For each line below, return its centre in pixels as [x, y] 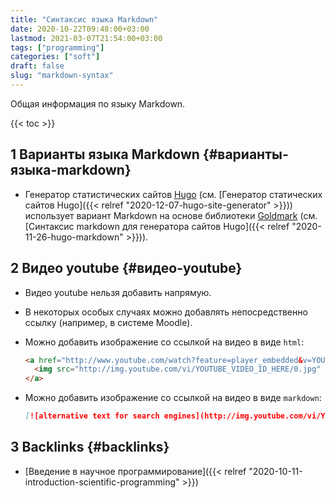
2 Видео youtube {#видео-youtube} [126, 268]
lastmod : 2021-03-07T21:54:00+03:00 [86, 38]
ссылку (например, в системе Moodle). [108, 322]
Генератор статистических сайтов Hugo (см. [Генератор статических [173, 194]
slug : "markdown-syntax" [62, 76]
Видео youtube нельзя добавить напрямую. [118, 292]
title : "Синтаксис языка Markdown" [84, 19]
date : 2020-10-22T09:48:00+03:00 [80, 29]
